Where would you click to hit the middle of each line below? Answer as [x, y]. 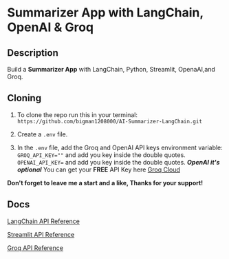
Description [33, 53]
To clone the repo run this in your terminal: [77, 114]
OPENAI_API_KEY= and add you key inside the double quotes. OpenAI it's [118, 162]
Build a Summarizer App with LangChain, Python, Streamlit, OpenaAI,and [111, 69]
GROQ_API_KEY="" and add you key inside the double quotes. [101, 155]
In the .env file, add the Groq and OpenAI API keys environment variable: [120, 147]
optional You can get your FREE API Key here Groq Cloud [99, 169]
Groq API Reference [35, 248]
